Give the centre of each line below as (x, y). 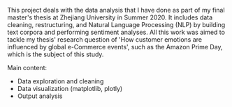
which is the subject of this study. (56, 54)
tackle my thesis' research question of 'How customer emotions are (105, 40)
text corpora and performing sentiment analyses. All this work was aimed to (116, 32)
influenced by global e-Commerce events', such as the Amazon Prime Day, (115, 47)
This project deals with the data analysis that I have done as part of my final (116, 10)
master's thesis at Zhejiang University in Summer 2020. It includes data (110, 17)
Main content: (27, 68)
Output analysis (40, 96)
